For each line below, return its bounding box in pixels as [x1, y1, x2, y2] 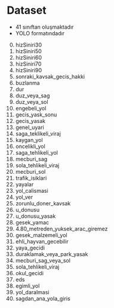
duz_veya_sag [15, 92, 50, 99]
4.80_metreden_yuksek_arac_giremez [15, 225, 108, 232]
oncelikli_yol [15, 143, 45, 150]
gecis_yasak [15, 117, 46, 124]
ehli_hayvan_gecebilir [15, 238, 69, 245]
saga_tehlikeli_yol [15, 149, 58, 156]
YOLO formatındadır [15, 29, 65, 36]
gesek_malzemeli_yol [15, 231, 67, 239]
